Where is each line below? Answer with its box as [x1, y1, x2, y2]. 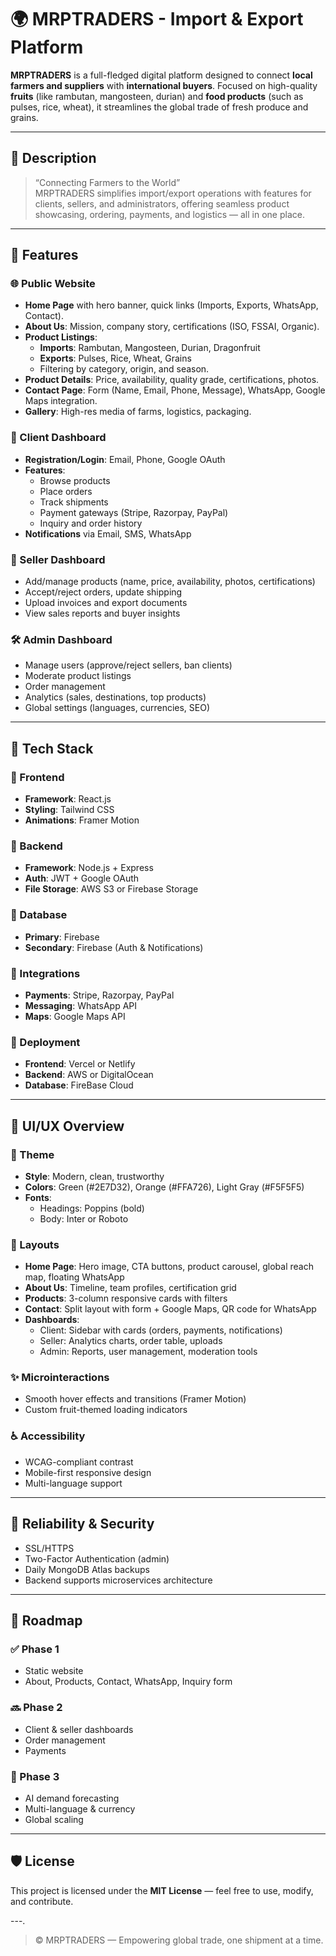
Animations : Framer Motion [24, 814, 140, 826]
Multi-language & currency [24, 1802, 136, 1815]
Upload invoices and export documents [24, 597, 188, 609]
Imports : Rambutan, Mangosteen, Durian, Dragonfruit [39, 342, 261, 354]
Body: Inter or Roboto [39, 1212, 129, 1225]
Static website [24, 1665, 84, 1677]
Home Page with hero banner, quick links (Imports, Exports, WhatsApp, [24, 299, 319, 311]
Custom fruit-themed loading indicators [24, 1404, 188, 1416]
